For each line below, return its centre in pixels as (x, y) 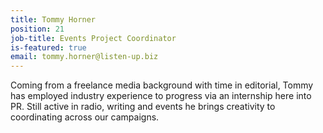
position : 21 (37, 29)
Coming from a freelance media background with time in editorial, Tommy (162, 85)
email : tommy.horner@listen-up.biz (84, 57)
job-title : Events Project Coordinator (93, 38)
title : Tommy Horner (53, 19)
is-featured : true (48, 47)
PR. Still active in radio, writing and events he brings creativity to (143, 107)
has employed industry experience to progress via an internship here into (161, 96)
